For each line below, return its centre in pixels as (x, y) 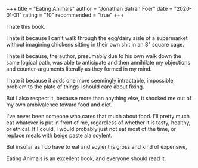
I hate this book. (26, 27)
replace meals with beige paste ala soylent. (59, 135)
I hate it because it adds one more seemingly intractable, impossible (90, 80)
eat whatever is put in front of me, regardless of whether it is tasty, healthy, (98, 123)
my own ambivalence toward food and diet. (59, 105)
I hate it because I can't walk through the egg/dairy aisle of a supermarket (97, 38)
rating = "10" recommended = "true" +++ (74, 15)
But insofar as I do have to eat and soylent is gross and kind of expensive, (97, 147)
